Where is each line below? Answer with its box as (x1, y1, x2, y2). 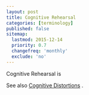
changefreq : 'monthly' (11, 48, 68, 54)
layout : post (6, 8, 39, 15)
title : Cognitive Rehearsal (6, 14, 76, 20)
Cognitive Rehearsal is (6, 70, 62, 77)
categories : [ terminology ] (6, 20, 73, 26)
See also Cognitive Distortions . (6, 82, 84, 89)
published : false (6, 25, 50, 32)
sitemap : (6, 31, 28, 37)
